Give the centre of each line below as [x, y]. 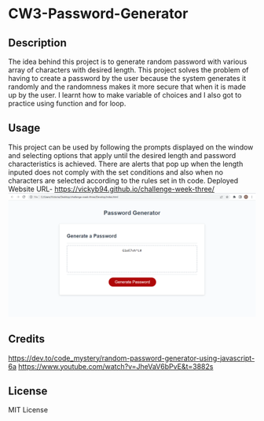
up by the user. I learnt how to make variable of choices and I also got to [125, 95]
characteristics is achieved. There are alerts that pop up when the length [126, 164]
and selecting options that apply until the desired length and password [122, 155]
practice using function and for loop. [67, 103]
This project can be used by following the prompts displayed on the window [131, 147]
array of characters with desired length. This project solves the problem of [128, 70]
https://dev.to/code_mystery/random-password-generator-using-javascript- [132, 358]
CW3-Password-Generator [98, 14]
